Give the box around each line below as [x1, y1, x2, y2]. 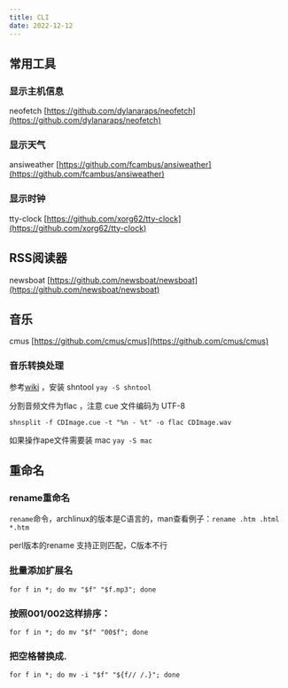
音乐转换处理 [9, 359, 65, 372]
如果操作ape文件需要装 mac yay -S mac [9, 435, 153, 445]
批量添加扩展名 [9, 564, 74, 576]
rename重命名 [9, 492, 71, 505]
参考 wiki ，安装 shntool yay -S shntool [9, 382, 152, 392]
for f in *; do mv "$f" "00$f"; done [9, 628, 149, 637]
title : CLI [9, 12, 50, 22]
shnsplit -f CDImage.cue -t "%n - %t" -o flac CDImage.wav [9, 418, 232, 427]
